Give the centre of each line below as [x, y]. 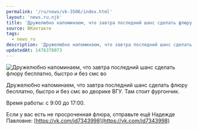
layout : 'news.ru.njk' [34, 17]
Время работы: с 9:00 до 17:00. [46, 103]
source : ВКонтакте [29, 28]
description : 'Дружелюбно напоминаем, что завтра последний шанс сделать [99, 45]
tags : [13, 34]
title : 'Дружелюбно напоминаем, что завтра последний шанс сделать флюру [99, 23]
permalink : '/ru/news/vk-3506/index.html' [59, 12]
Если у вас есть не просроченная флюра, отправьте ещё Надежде [91, 114]
